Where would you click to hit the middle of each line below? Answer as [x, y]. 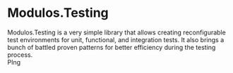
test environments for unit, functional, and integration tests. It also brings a [116, 39]
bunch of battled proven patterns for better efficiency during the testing [112, 47]
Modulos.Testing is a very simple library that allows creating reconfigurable [116, 32]
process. [20, 55]
